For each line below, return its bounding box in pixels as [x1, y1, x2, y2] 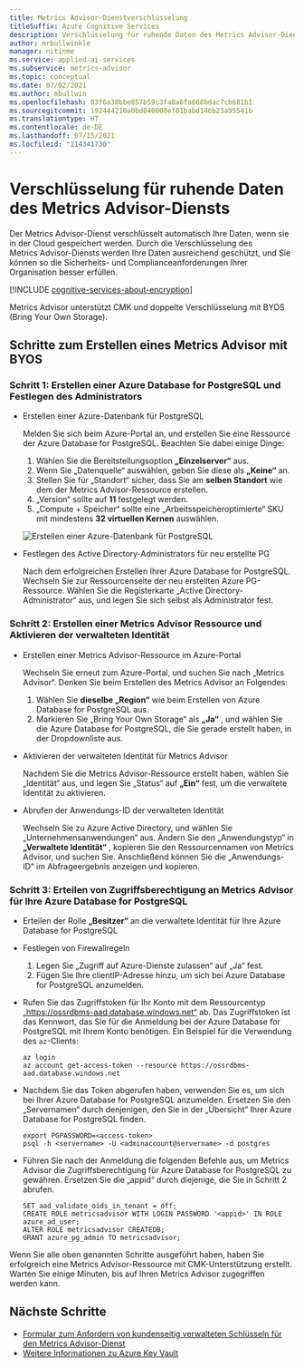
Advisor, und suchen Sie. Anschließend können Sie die [22, 851, 226, 862]
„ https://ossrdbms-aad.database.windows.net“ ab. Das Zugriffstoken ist [22, 1006, 291, 1017]
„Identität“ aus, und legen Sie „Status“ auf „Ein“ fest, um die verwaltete [22, 777, 288, 789]
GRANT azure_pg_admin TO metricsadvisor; [22, 1233, 181, 1242]
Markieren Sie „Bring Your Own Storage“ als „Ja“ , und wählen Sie [35, 713, 283, 724]
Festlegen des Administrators [9, 391, 143, 402]
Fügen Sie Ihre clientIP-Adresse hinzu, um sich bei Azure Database [35, 969, 286, 980]
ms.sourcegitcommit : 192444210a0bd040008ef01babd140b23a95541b [9, 106, 253, 115]
